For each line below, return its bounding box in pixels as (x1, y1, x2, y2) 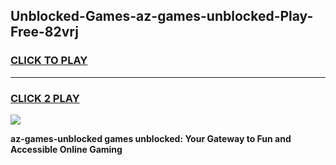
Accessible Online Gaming (10, 143, 123, 155)
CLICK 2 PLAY (10, 91, 80, 105)
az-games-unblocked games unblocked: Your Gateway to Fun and (10, 132, 292, 144)
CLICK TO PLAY (10, 54, 88, 68)
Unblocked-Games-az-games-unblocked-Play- (10, 8, 314, 25)
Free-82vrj (10, 24, 79, 41)
